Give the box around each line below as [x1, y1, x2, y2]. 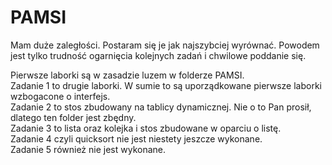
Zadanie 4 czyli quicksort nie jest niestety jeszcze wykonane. [10, 132, 263, 145]
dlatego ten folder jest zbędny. [10, 111, 137, 123]
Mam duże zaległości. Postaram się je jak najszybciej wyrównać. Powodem [10, 39, 320, 51]
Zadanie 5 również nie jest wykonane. [10, 143, 167, 155]
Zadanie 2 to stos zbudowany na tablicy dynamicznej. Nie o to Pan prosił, [10, 101, 312, 113]
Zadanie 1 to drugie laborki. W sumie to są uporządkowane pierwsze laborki [10, 79, 322, 91]
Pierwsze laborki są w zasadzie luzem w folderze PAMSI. [10, 69, 245, 81]
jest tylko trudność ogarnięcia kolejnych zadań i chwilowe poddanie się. [10, 49, 307, 61]
